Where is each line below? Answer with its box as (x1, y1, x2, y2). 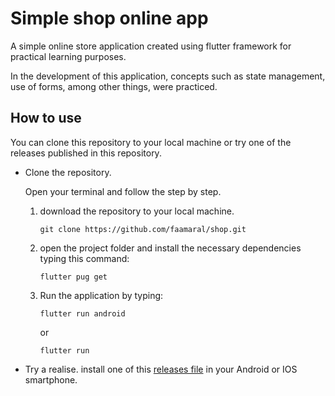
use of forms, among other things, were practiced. (10, 80, 218, 92)
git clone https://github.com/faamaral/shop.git (39, 224, 247, 234)
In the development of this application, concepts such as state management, (10, 70, 326, 82)
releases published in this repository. (10, 147, 162, 159)
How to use (10, 110, 82, 127)
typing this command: (39, 252, 130, 264)
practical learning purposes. (10, 50, 127, 62)
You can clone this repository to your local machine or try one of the (10, 136, 292, 148)
